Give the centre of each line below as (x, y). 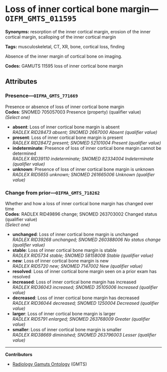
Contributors (19, 354)
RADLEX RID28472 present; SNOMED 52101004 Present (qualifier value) (87, 142)
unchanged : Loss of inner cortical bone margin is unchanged (75, 234)
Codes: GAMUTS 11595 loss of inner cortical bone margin (64, 66)
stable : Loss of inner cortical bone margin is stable (64, 250)
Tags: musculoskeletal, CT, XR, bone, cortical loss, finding (65, 46)
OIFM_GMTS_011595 (41, 19)
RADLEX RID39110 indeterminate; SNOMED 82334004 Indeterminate (83, 158)
